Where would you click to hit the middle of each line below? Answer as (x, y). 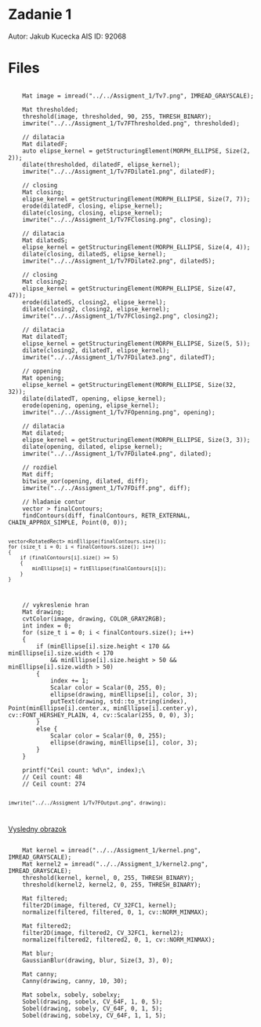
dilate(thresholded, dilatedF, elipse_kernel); (101, 164)
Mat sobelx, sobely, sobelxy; (72, 995)
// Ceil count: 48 (52, 777)
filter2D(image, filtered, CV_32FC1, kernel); (100, 906)
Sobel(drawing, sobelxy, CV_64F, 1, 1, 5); (94, 1016)
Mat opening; (43, 378)
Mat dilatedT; (45, 337)
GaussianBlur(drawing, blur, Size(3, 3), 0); (98, 961)
